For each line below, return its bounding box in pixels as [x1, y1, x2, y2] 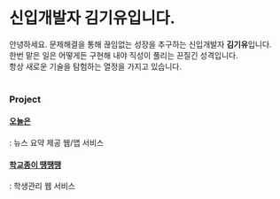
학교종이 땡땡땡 [9, 159, 62, 170]
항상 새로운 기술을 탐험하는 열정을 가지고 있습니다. [9, 61, 183, 72]
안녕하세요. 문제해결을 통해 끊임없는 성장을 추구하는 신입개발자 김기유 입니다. [9, 39, 272, 50]
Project [9, 93, 42, 105]
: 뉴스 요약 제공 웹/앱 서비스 [9, 138, 105, 149]
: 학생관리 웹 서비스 [9, 180, 75, 191]
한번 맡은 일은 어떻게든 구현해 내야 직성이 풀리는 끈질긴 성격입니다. [9, 50, 238, 60]
